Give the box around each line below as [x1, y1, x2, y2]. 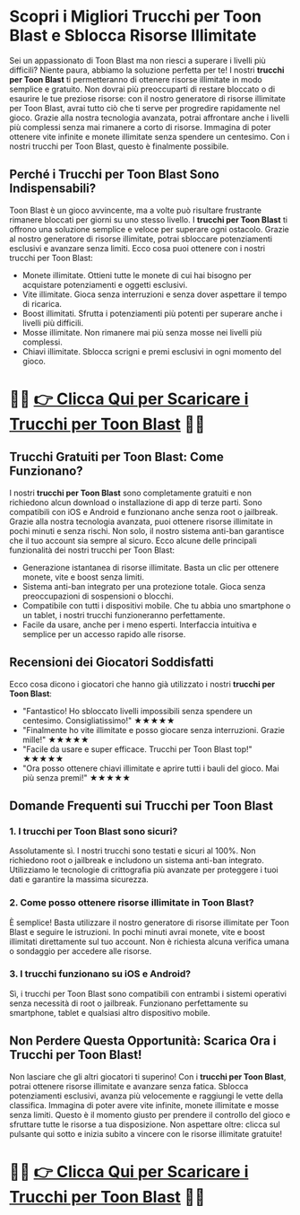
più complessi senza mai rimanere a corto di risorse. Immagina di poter [9, 121, 271, 132]
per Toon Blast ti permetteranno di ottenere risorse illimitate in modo [9, 74, 262, 84]
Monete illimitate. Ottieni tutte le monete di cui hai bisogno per [21, 269, 253, 280]
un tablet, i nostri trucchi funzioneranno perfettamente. [21, 609, 226, 620]
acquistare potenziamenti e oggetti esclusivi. [21, 279, 188, 290]
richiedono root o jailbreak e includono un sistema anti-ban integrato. [9, 855, 264, 866]
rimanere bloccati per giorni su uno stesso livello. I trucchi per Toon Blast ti [9, 214, 288, 225]
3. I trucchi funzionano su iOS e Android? [9, 967, 191, 980]
